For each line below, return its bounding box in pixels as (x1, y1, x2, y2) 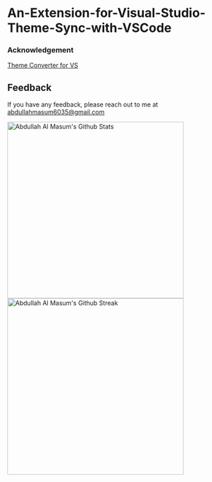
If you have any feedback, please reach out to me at (7, 100, 158, 109)
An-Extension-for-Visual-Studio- (7, 5, 206, 21)
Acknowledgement (7, 45, 74, 55)
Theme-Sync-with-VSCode (7, 20, 172, 36)
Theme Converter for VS (7, 61, 79, 70)
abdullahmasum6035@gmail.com (7, 108, 105, 116)
